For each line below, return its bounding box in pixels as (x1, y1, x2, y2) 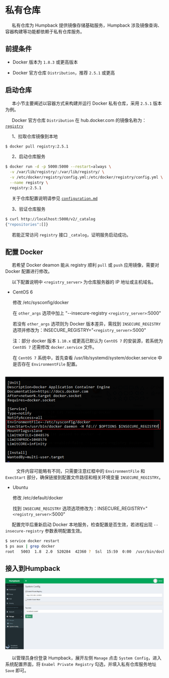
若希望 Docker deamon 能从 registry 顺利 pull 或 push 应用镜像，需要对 (12, 262, 159, 268)
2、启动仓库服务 (12, 154, 46, 160)
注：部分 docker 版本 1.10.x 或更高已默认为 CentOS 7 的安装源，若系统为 (12, 338, 163, 344)
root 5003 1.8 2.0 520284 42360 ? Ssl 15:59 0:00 (5, 549, 132, 554)
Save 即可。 (5, 667, 29, 673)
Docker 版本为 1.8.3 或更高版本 (12, 59, 78, 65)
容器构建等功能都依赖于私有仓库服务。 (5, 28, 84, 34)
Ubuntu (12, 484, 29, 490)
